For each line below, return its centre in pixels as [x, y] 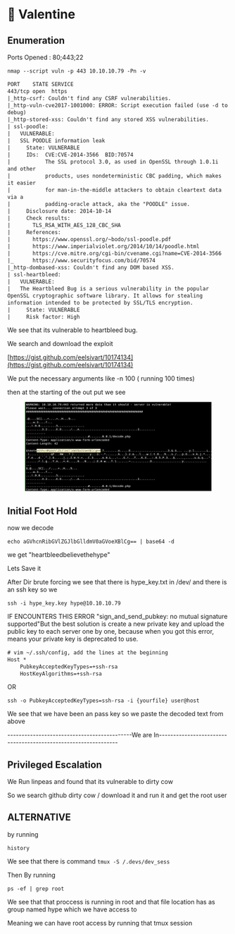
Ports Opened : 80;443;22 [45, 57]
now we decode [31, 528]
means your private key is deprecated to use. [73, 639]
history [19, 848]
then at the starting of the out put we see [66, 392]
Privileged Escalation [55, 764]
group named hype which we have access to [72, 909]
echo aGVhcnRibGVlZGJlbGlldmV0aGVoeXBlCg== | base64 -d [91, 542]
